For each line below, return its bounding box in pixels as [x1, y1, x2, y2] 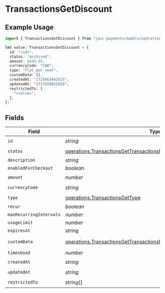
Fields [5, 113, 25, 122]
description [7, 158, 36, 163]
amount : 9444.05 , [9, 59, 45, 64]
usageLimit [7, 220, 33, 226]
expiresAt [7, 228, 30, 233]
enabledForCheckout [7, 165, 53, 171]
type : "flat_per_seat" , [9, 68, 58, 73]
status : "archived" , [9, 54, 52, 59]
